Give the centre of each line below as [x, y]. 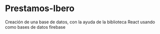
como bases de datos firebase [35, 27]
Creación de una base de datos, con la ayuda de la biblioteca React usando [80, 22]
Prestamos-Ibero [40, 8]
